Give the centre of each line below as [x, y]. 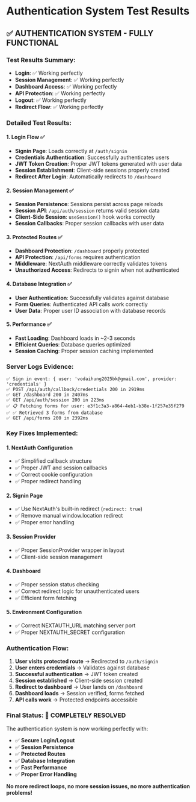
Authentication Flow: [38, 648]
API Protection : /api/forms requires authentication [78, 257]
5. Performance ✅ [29, 324]
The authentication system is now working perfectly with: [77, 728]
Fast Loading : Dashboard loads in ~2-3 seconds [75, 338]
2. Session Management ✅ [40, 190]
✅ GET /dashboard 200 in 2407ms [47, 395]
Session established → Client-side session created [79, 681]
